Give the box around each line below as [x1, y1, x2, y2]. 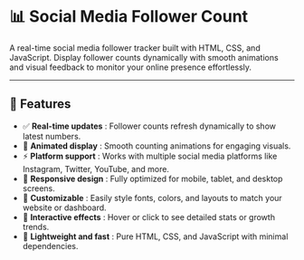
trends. [22, 221, 50, 232]
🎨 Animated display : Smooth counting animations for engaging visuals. [22, 140, 291, 151]
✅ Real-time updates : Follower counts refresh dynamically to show [22, 120, 276, 131]
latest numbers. [22, 130, 81, 141]
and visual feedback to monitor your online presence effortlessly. [9, 62, 252, 72]
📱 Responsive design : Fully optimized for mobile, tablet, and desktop [22, 173, 283, 184]
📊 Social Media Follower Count [9, 6, 249, 27]
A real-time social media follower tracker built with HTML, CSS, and [9, 42, 261, 53]
